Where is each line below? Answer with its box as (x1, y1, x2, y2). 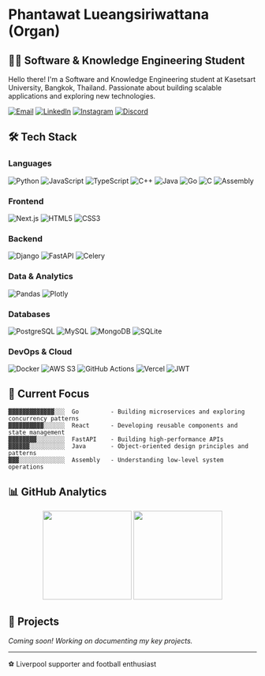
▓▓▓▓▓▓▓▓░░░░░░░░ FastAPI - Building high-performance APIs (8, 435, 224, 443)
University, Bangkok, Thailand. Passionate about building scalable (8, 83, 222, 92)
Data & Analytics (8, 271, 73, 282)
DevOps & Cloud (8, 345, 73, 357)
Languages (8, 158, 53, 169)
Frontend (8, 196, 44, 207)
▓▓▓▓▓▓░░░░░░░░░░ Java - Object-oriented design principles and (8, 442, 248, 450)
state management (8, 428, 65, 436)
